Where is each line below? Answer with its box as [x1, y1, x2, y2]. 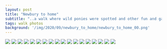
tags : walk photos [5, 21, 43, 26]
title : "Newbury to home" [5, 12, 59, 17]
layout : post [5, 7, 32, 12]
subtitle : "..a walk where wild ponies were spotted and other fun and [5, 16, 157, 21]
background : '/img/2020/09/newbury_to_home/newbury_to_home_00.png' [5, 25, 150, 30]
